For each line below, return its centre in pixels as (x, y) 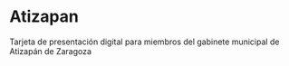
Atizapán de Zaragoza (51, 51)
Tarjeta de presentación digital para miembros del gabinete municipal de (144, 42)
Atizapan (44, 17)
